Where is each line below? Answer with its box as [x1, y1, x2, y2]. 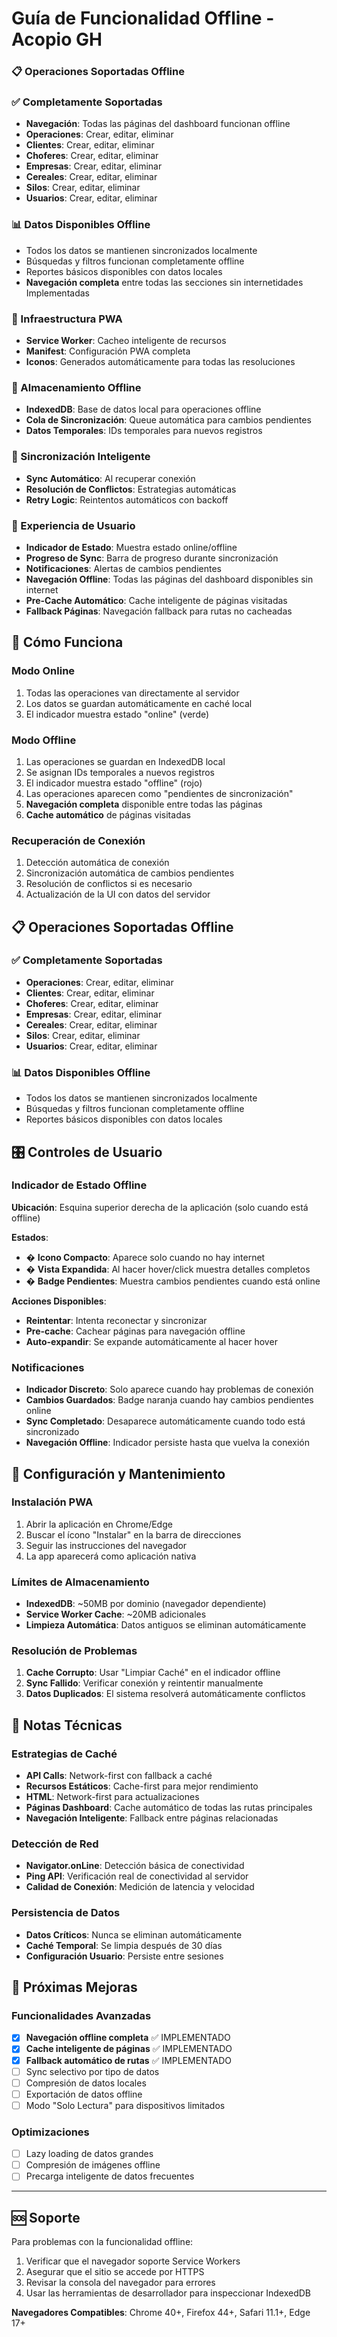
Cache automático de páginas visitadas [25, 808, 191, 821]
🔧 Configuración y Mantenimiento [11, 1465, 226, 1482]
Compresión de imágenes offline [25, 2159, 161, 2171]
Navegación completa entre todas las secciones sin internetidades [25, 276, 304, 288]
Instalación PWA [11, 1495, 94, 1509]
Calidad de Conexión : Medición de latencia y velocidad [25, 1881, 255, 1893]
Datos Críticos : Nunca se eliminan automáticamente [25, 1928, 243, 1941]
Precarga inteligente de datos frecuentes [25, 2170, 195, 2182]
